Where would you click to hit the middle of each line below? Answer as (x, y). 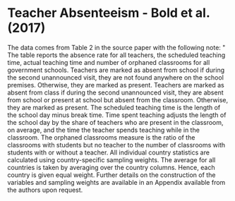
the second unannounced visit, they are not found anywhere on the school (116, 77)
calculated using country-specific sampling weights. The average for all (112, 159)
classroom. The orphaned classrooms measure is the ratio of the (101, 137)
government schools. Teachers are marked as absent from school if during (116, 70)
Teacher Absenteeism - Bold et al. (109, 13)
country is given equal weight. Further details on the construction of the (112, 175)
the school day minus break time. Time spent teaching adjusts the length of (117, 115)
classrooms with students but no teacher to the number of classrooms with (116, 145)
